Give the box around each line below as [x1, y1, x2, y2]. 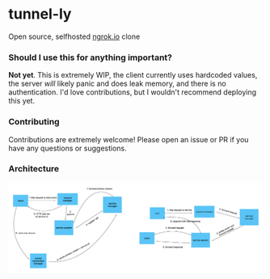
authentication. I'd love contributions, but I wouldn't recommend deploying [8, 87, 257, 97]
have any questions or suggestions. [8, 143, 127, 153]
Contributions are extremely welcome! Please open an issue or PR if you [8, 134, 249, 144]
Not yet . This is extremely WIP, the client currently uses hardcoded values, [8, 70, 258, 80]
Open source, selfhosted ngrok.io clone [8, 32, 141, 41]
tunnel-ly [8, 5, 72, 23]
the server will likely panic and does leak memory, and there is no [8, 78, 226, 89]
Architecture [8, 163, 60, 175]
